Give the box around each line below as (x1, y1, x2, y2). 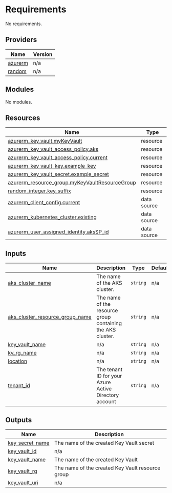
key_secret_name (8, 440, 50, 446)
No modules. (5, 98, 32, 105)
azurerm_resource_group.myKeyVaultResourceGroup (8, 179, 136, 186)
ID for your (96, 372, 122, 380)
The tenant (96, 366, 123, 373)
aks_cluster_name (8, 280, 51, 287)
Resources (5, 113, 40, 122)
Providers (5, 35, 37, 44)
